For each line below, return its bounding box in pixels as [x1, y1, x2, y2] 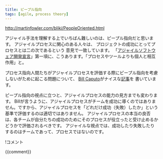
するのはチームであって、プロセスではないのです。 [5, 128, 107, 134]
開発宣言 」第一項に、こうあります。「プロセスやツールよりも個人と [13, 53, 147, 59]
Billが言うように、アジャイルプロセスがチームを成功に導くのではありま [14, 98, 156, 104]
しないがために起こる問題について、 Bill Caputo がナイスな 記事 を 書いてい [5, 76, 152, 82]
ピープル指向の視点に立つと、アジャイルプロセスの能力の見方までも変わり [5, 92, 154, 98]
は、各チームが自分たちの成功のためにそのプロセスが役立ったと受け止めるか [5, 116, 159, 122]
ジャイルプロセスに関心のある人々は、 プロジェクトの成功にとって [18, 41, 152, 47]
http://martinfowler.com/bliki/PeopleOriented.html [5, 25, 105, 31]
